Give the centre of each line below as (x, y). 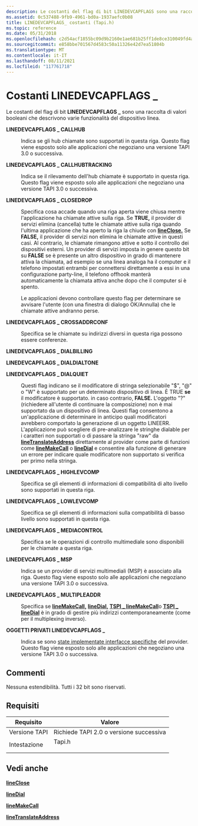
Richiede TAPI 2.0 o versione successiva (110, 732)
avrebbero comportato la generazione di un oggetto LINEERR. (96, 423)
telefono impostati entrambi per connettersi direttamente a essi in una (105, 268)
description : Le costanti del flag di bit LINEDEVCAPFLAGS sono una (92, 11)
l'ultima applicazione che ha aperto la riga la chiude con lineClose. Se (106, 231)
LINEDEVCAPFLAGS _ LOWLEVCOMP (52, 501)
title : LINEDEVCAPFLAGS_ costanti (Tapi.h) (60, 22)
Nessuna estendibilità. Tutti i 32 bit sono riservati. (66, 687)
